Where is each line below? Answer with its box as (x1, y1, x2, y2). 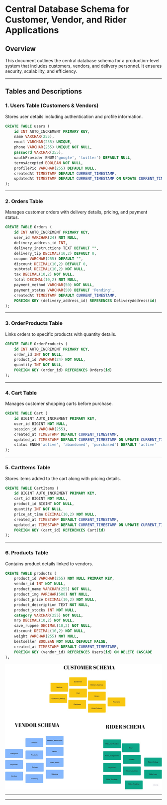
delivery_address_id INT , (14, 240, 68, 246)
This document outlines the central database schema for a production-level (5, 58, 160, 63)
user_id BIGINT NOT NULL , (14, 421, 68, 426)
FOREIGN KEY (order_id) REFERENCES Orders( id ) (14, 368, 112, 373)
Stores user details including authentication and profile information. (5, 113, 143, 119)
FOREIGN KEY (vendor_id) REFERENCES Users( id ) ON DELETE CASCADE (14, 649, 153, 655)
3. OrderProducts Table (5, 320, 63, 327)
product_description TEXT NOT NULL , (14, 602, 90, 607)
